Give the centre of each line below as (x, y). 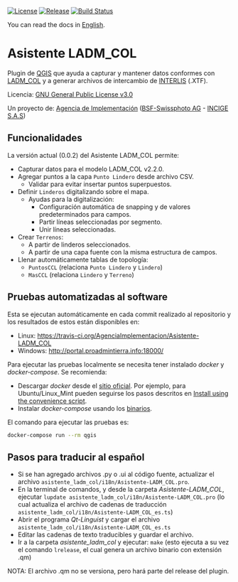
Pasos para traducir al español (76, 457)
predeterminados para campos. (85, 214)
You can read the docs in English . (56, 25)
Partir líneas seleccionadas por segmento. (101, 222)
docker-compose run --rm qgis (52, 435)
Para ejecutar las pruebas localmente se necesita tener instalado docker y (116, 364)
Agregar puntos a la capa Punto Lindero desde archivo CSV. (106, 176)
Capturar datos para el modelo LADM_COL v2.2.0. (91, 169)
